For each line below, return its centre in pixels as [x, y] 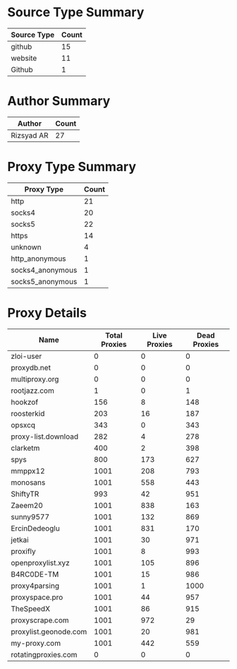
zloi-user [26, 356]
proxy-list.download [45, 437]
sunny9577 [30, 516]
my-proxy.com [36, 643]
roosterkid [28, 413]
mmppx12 [28, 470]
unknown [26, 247]
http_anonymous [38, 259]
